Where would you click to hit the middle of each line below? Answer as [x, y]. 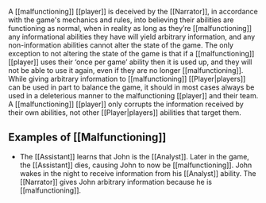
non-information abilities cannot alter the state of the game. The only [121, 45]
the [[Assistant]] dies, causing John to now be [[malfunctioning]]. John [136, 165]
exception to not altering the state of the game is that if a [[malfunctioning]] [131, 54]
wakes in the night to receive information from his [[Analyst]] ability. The [138, 173]
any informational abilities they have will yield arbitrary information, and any [132, 36]
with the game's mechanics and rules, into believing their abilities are [121, 20]
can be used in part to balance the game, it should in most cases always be [131, 87]
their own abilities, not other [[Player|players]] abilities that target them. [125, 113]
